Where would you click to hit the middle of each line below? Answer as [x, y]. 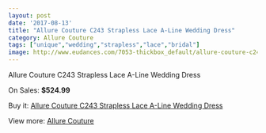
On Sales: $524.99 [39, 90]
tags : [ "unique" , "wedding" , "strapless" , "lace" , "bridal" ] [104, 45]
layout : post [30, 15]
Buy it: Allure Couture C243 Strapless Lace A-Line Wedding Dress [116, 105]
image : [19, 52]
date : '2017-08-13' [40, 23]
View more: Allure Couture [51, 121]
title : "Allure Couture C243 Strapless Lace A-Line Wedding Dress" [122, 30]
